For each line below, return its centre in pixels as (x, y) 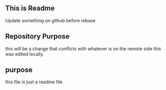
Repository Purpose (38, 37)
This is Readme (30, 8)
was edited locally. (25, 54)
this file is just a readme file (34, 82)
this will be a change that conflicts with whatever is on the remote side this (83, 49)
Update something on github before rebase (50, 20)
